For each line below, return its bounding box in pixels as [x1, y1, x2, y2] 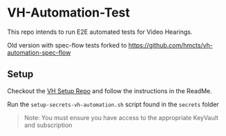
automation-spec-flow [7, 48, 71, 57]
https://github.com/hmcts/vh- [128, 41, 213, 49]
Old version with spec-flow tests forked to [7, 41, 127, 49]
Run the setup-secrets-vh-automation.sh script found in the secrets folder [7, 100, 219, 108]
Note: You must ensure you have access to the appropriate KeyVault [23, 113, 219, 122]
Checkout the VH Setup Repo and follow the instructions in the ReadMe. [7, 86, 212, 95]
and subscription [23, 121, 73, 129]
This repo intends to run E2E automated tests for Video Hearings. [7, 28, 193, 36]
